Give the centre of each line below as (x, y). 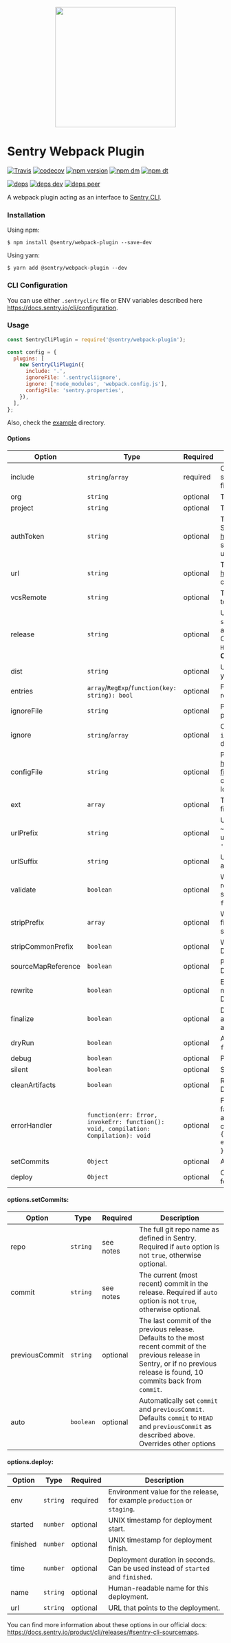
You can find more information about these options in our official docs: (107, 1625)
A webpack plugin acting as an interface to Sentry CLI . (84, 197)
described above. (167, 1435)
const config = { (32, 352)
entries (22, 691)
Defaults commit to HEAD (176, 1417)
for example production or (150, 1501)
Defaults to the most (172, 1338)
